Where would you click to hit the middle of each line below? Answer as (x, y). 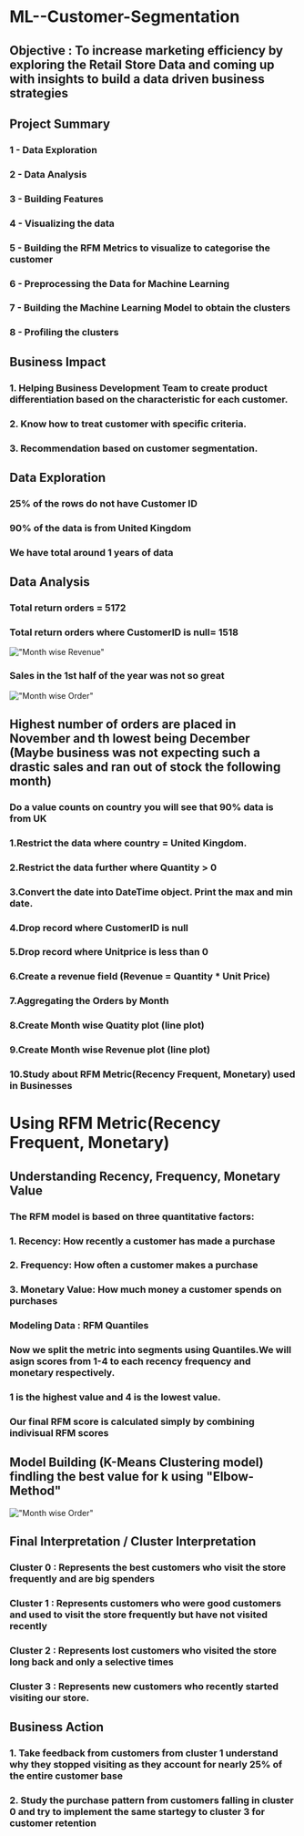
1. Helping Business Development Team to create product (139, 387)
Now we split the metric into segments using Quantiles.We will (151, 1350)
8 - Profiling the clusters (64, 333)
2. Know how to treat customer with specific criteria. (128, 424)
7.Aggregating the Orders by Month (89, 1001)
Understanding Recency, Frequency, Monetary (145, 1176)
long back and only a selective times (92, 1662)
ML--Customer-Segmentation (125, 17)
